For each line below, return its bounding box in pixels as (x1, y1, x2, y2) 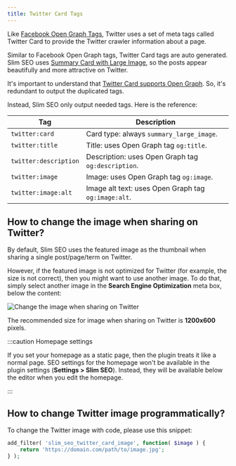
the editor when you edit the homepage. (7, 373, 124, 382)
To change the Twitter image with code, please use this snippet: (7, 426, 192, 434)
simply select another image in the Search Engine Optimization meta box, (7, 282, 223, 290)
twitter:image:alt (11, 188, 72, 197)
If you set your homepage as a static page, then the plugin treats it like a (7, 351, 216, 359)
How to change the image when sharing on (7, 216, 199, 228)
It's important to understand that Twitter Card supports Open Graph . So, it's (7, 79, 226, 88)
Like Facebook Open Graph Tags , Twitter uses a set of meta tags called (7, 30, 214, 38)
